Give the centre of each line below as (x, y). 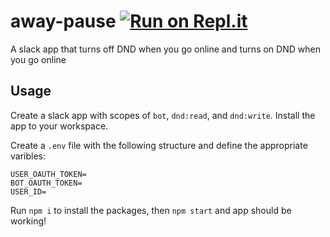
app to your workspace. (59, 126)
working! (28, 221)
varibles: (28, 156)
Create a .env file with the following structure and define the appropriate (159, 145)
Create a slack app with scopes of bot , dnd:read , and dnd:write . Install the (163, 115)
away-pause (63, 21)
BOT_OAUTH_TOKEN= (46, 183)
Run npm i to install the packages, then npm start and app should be (151, 210)
